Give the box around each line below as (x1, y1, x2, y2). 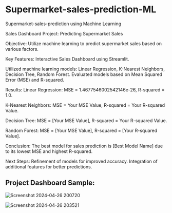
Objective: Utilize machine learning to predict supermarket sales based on (5, 40, 162, 47)
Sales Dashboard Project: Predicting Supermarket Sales (5, 30, 123, 36)
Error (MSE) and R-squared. (5, 76, 64, 83)
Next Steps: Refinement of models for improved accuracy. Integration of (5, 158, 158, 164)
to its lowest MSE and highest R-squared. (5, 148, 93, 154)
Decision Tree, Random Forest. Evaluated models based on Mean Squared (5, 71, 163, 78)
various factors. (5, 46, 39, 52)
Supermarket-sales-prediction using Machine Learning (5, 21, 122, 27)
